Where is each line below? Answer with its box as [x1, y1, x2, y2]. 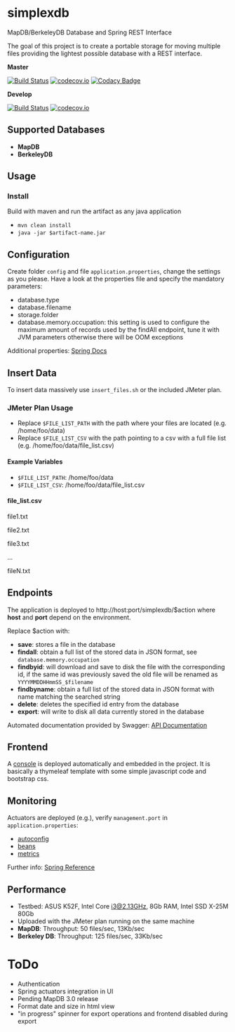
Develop [7, 90, 32, 98]
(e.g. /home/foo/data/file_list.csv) [17, 441, 114, 450]
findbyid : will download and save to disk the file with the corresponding [17, 662, 226, 671]
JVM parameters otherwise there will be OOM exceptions [17, 333, 184, 342]
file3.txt [7, 539, 29, 548]
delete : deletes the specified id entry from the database [17, 699, 180, 708]
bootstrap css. [7, 775, 49, 783]
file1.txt [7, 512, 28, 521]
